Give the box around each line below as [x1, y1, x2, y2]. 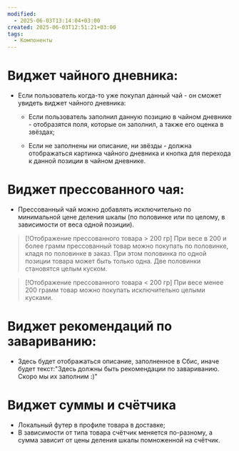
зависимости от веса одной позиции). [17, 220, 134, 229]
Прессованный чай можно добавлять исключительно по [17, 205, 191, 214]
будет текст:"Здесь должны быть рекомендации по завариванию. [17, 364, 220, 373]
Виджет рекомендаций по [7, 318, 173, 335]
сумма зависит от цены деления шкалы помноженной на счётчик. [17, 435, 220, 444]
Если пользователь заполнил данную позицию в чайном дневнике [28, 113, 232, 121]
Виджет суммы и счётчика [7, 397, 177, 413]
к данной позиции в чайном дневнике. [28, 157, 146, 165]
